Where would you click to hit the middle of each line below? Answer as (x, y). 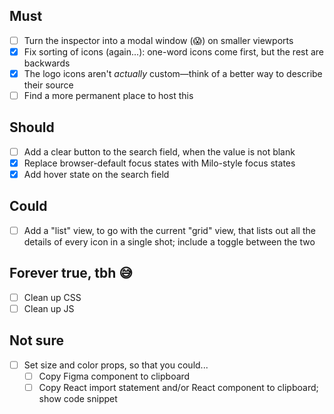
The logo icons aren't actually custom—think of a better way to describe (173, 73)
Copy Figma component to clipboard (114, 376)
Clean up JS (49, 308)
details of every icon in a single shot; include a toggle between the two (169, 241)
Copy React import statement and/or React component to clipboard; (178, 387)
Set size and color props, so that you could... (116, 365)
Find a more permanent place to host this (108, 95)
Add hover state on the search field (96, 174)
